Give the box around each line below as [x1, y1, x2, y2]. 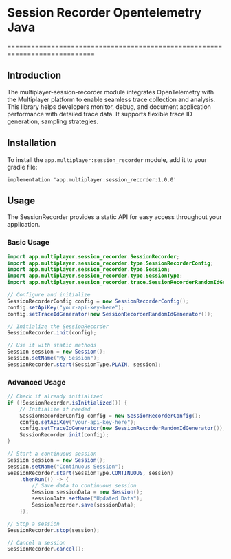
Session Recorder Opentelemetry [7, 5, 202, 21]
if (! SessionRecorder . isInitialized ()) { [7, 399, 128, 406]
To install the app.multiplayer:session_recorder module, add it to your [7, 155, 208, 163]
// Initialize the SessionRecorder [7, 323, 109, 330]
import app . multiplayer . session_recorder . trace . [7, 279, 149, 286]
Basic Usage [7, 238, 50, 247]
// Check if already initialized [7, 393, 103, 400]
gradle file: [7, 163, 38, 171]
